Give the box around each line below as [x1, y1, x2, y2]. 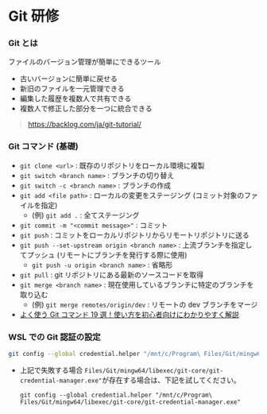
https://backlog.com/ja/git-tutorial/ [27, 120, 141, 130]
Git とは [8, 37, 38, 48]
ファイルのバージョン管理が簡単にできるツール [8, 57, 161, 67]
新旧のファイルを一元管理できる [19, 84, 125, 94]
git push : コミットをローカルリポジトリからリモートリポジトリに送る [19, 230, 250, 239]
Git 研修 [8, 7, 60, 25]
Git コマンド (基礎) [8, 141, 79, 152]
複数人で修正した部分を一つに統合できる [19, 104, 153, 114]
